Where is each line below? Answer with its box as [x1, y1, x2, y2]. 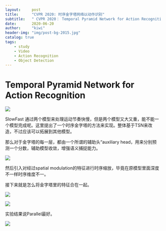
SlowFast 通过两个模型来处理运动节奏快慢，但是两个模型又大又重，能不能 [5, 116, 155, 122]
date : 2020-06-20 [5, 21, 54, 26]
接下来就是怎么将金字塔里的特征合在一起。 [5, 182, 92, 188]
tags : [5, 40, 16, 45]
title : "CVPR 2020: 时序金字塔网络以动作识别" [5, 12, 105, 17]
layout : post [5, 7, 41, 12]
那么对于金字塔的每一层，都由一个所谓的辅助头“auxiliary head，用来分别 [5, 139, 153, 145]
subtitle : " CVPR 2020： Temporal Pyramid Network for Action [5, 16, 140, 21]
